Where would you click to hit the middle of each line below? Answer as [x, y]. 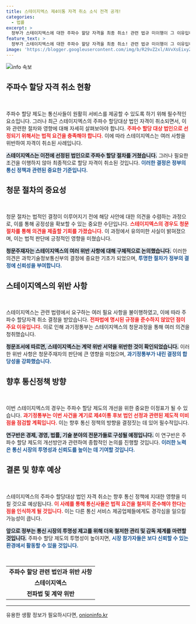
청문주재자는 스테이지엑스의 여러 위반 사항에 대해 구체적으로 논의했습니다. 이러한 [97, 251]
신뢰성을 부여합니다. [39, 266]
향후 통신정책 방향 [36, 382]
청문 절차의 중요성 [36, 190]
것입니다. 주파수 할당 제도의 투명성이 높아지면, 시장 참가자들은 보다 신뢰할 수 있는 [97, 538]
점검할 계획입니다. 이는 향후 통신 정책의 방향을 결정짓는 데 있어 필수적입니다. [103, 423]
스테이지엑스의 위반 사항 [47, 286]
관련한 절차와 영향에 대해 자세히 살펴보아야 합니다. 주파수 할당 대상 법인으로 [97, 128]
